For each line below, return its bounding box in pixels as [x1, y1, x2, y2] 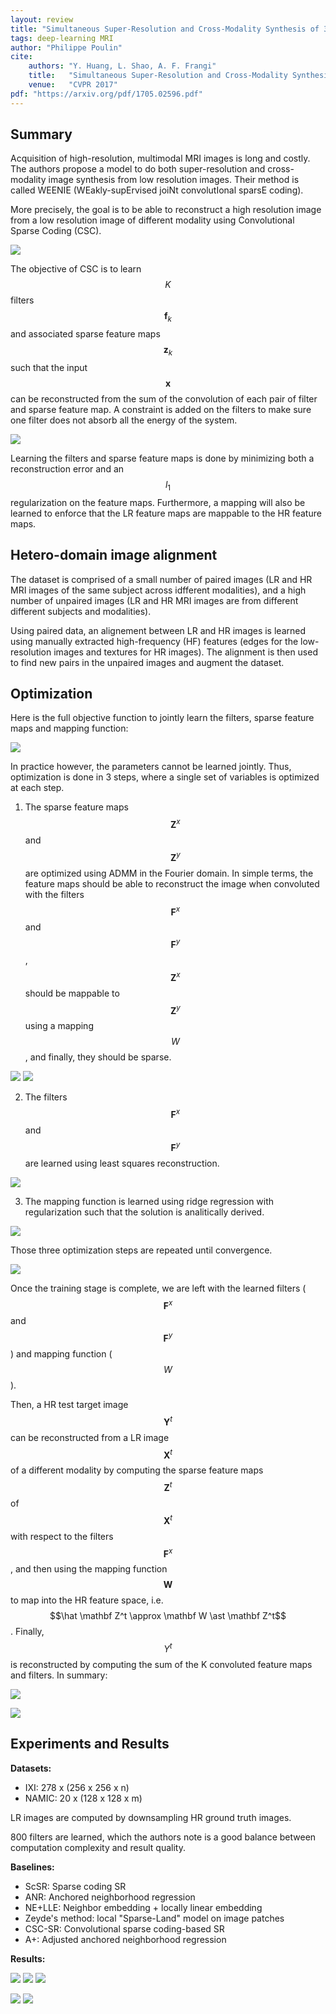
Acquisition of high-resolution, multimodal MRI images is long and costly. [10, 152, 311, 165]
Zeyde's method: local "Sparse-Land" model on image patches [24, 1912, 285, 1924]
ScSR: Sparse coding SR [24, 1880, 127, 1892]
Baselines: [10, 1861, 55, 1873]
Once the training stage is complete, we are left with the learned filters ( [10, 1282, 307, 1294]
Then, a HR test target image [10, 1399, 129, 1411]
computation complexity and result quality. [10, 1841, 187, 1853]
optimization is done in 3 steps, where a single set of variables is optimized [10, 771, 320, 783]
